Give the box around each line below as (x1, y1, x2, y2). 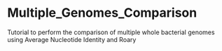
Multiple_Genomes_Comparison (7, 5, 197, 21)
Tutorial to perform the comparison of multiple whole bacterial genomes (7, 28, 215, 36)
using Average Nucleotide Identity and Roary (7, 35, 137, 43)
